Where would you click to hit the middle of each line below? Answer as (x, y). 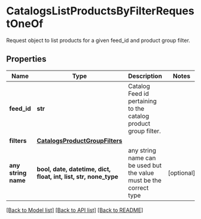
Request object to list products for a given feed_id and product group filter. (98, 40)
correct (138, 188)
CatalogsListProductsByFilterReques (100, 11)
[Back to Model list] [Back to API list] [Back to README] (75, 210)
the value (141, 173)
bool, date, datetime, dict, (74, 169)
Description (145, 76)
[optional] (182, 173)
